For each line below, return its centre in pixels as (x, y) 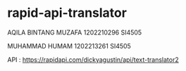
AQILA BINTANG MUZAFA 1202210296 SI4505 (75, 32)
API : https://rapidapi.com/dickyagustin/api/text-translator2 (93, 59)
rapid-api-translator (67, 13)
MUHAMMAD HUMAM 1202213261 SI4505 (69, 46)
